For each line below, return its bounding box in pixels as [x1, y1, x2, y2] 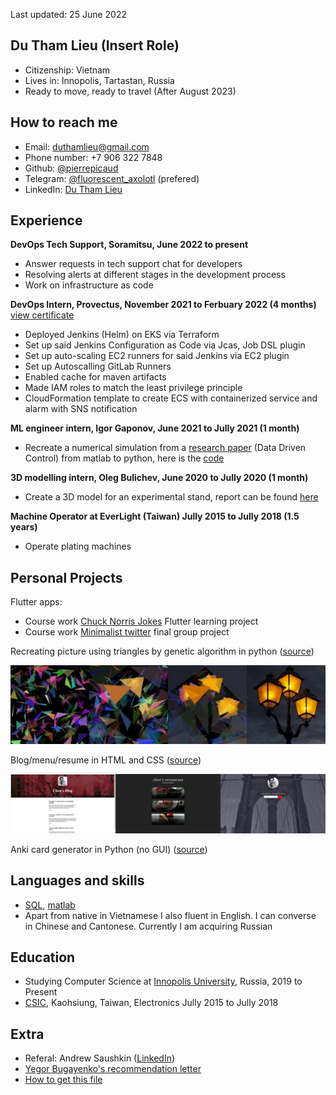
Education [10, 949, 76, 966]
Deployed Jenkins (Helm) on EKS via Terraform [24, 329, 220, 341]
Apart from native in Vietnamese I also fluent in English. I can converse [24, 909, 317, 921]
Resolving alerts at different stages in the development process [24, 269, 286, 281]
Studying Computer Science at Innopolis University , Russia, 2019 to [24, 975, 303, 988]
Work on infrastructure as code [24, 279, 154, 291]
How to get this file [24, 1074, 103, 1086]
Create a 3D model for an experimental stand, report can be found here [24, 491, 319, 503]
